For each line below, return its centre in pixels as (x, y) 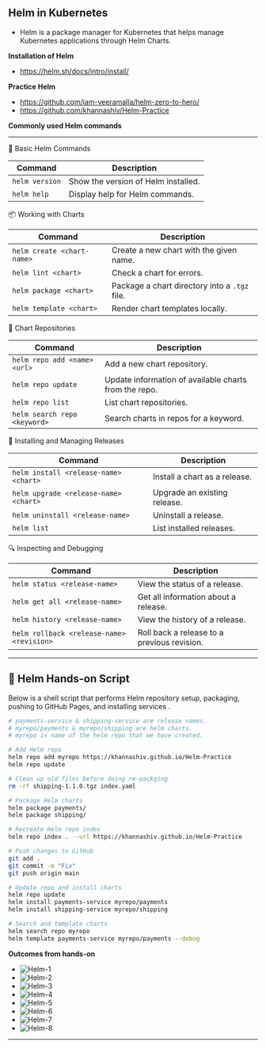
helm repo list (41, 402)
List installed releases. (194, 528)
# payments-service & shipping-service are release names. (108, 721)
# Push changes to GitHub (51, 851)
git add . (25, 858)
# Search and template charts (58, 924)
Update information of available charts (175, 379)
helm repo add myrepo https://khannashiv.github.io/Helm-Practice (120, 758)
